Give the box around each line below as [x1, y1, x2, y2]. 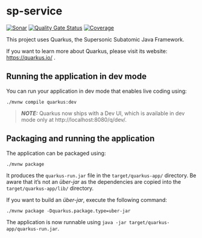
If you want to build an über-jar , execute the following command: [6, 196, 168, 203]
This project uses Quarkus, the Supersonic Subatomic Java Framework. [6, 36, 185, 43]
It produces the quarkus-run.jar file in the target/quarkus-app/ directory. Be [6, 172, 197, 179]
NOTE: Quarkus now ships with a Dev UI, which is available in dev [21, 110, 185, 117]
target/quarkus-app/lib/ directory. [6, 184, 94, 192]
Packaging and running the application [6, 134, 155, 144]
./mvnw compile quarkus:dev [6, 99, 77, 105]
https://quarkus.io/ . [6, 54, 55, 61]
